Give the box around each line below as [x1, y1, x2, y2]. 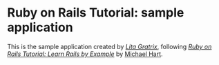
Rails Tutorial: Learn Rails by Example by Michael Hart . [7, 50, 164, 58]
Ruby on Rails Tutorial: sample [7, 5, 184, 21]
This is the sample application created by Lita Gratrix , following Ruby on [7, 42, 212, 50]
